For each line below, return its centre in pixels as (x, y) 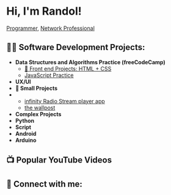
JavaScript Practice (49, 75)
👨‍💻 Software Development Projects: (76, 47)
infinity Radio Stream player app (64, 101)
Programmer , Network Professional (50, 28)
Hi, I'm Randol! (44, 11)
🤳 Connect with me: (44, 184)
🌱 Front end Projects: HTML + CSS (68, 68)
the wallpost (40, 108)
